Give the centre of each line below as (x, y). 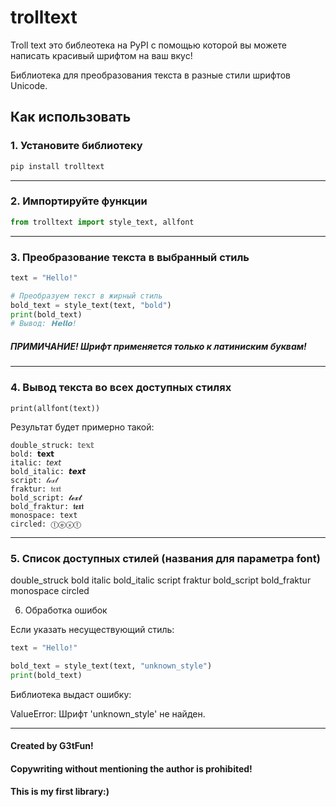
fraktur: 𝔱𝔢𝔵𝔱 (36, 489)
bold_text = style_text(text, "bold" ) (91, 305)
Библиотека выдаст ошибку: (71, 694)
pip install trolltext (57, 166)
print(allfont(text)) (55, 408)
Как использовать (71, 117)
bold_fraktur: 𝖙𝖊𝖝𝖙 (47, 506)
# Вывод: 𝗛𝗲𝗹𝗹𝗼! (43, 324)
